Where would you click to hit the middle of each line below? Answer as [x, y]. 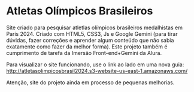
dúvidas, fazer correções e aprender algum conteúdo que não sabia [90, 40]
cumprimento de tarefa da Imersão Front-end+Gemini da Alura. [84, 53]
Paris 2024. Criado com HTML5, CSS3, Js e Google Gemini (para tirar [92, 33]
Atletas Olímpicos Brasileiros [80, 11]
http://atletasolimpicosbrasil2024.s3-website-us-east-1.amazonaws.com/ [97, 70]
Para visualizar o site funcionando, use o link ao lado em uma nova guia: [95, 65]
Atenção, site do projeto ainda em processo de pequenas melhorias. [90, 82]
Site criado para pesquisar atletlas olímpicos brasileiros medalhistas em [94, 27]
